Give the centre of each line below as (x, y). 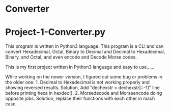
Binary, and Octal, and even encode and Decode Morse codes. (71, 57)
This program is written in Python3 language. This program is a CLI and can (84, 46)
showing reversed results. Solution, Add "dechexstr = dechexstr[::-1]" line (83, 88)
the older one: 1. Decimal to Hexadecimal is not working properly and (78, 82)
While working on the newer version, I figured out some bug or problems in (84, 77)
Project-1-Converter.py (55, 32)
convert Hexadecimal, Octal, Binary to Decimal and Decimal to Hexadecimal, (85, 52)
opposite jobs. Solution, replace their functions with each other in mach (80, 99)
